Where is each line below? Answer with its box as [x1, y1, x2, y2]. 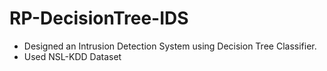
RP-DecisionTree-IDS [9, 7, 189, 30]
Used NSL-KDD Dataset [23, 50, 122, 62]
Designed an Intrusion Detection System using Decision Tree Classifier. [23, 40, 317, 52]
